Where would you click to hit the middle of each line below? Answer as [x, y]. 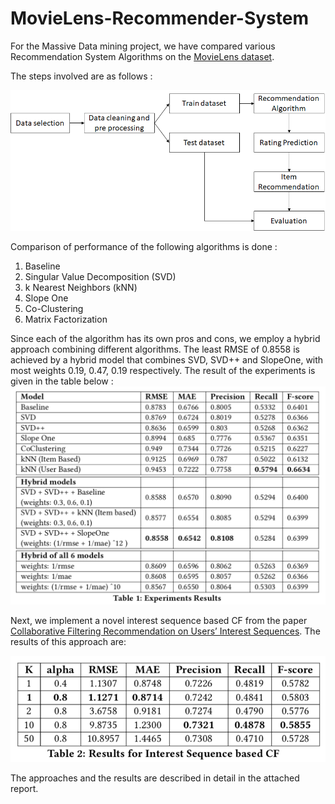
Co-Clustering [54, 308]
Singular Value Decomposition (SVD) [100, 276]
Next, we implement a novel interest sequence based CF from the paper [159, 620]
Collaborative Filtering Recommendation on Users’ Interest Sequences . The [165, 631]
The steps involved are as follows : [81, 76]
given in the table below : [62, 381]
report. [24, 789]
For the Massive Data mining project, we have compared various [143, 46]
